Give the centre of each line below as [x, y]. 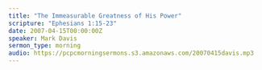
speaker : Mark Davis [43, 38]
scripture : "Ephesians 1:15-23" [62, 23]
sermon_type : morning [45, 46]
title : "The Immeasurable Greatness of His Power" [95, 16]
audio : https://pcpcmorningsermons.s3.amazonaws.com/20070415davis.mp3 [131, 53]
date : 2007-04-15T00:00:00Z [56, 31]
